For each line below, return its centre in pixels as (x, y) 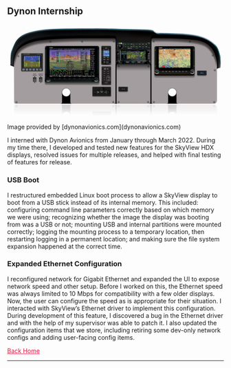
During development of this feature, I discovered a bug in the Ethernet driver (115, 315)
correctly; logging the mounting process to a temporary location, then (106, 231)
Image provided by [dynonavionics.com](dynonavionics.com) (94, 127)
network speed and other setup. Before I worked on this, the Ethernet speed (115, 286)
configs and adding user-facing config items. (71, 337)
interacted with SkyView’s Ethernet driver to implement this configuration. (111, 308)
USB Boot (23, 180)
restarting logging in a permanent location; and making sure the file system (113, 239)
